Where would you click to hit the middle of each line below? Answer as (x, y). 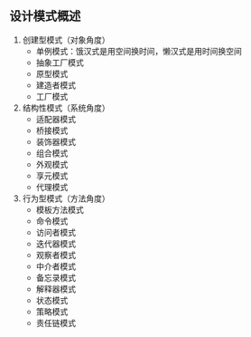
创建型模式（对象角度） (66, 40)
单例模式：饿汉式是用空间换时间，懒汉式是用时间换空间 (139, 51)
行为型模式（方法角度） (66, 198)
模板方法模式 (60, 209)
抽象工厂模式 (60, 63)
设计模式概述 (45, 16)
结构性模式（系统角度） (66, 108)
